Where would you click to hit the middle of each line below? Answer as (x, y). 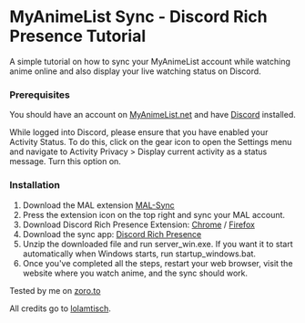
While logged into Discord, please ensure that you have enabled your (139, 132)
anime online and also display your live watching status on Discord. (135, 71)
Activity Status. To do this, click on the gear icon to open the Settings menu (151, 142)
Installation (35, 185)
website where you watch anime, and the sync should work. (135, 273)
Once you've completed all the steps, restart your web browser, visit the (158, 263)
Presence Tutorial (78, 36)
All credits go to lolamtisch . (60, 308)
